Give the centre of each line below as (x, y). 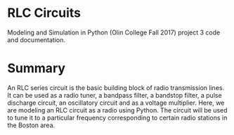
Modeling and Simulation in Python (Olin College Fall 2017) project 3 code (114, 32)
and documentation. (36, 39)
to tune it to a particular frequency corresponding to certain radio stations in (117, 117)
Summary (36, 69)
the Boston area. (31, 125)
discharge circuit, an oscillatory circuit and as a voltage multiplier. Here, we (116, 103)
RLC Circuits (44, 13)
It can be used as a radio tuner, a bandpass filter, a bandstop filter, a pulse (115, 95)
